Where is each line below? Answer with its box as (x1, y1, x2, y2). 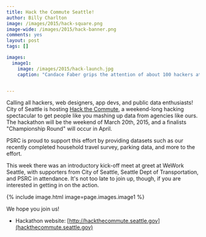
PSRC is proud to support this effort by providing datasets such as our (6, 137, 184, 144)
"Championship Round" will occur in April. (6, 125, 112, 133)
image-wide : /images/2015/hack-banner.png (6, 26, 116, 33)
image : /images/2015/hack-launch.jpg (17, 66, 114, 72)
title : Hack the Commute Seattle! (6, 9, 95, 15)
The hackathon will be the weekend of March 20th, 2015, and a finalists (6, 118, 187, 126)
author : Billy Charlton (6, 15, 67, 21)
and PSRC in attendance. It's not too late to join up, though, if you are (6, 175, 181, 182)
